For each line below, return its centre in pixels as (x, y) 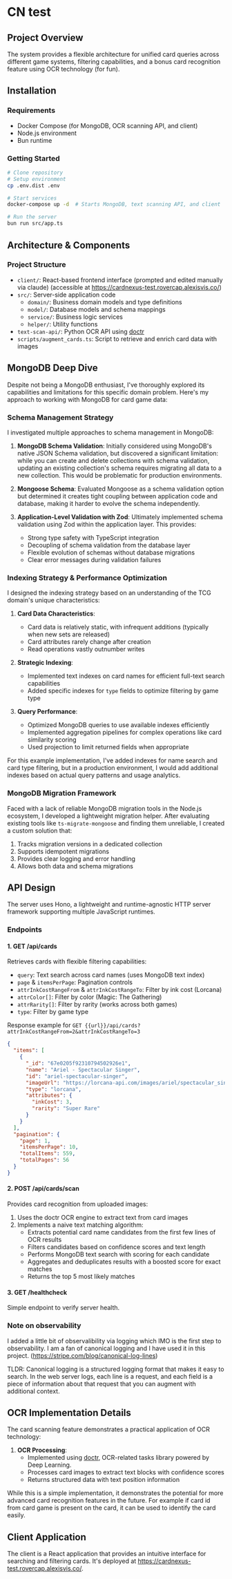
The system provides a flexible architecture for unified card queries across (113, 54)
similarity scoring (52, 740)
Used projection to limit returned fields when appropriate (108, 747)
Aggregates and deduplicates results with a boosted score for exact (124, 1262)
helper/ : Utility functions (62, 324)
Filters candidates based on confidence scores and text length (116, 1247)
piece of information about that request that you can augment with (102, 1384)
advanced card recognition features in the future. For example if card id (109, 1501)
